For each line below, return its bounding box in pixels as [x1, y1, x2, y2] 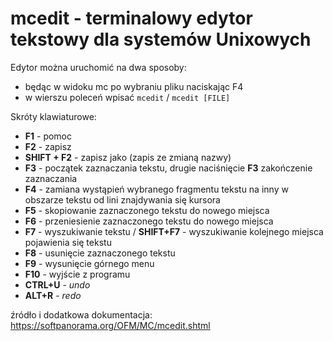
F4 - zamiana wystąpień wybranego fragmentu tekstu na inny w [24, 183, 289, 195]
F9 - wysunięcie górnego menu [24, 257, 155, 269]
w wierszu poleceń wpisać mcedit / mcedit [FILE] [24, 91, 231, 103]
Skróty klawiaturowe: [10, 110, 97, 122]
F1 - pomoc [24, 130, 72, 142]
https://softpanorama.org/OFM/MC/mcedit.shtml [10, 319, 211, 331]
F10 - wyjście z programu [24, 268, 131, 280]
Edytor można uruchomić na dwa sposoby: [10, 61, 187, 73]
